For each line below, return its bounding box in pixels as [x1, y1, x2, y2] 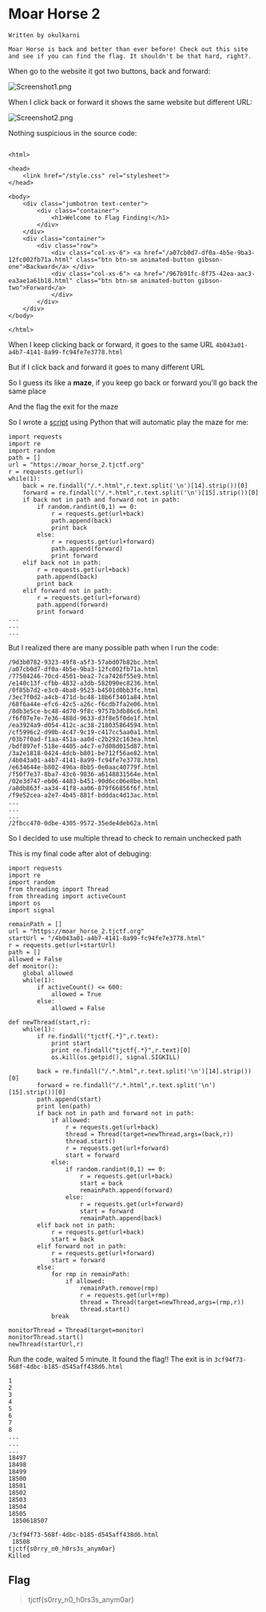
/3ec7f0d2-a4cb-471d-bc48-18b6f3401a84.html [8, 693, 159, 701]
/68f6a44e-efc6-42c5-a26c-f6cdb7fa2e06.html [8, 700, 159, 708]
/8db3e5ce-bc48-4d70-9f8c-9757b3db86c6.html [8, 707, 159, 715]
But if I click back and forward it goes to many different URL [8, 362, 205, 372]
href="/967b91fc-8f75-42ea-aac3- [144, 270, 256, 278]
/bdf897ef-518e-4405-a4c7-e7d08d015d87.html [8, 742, 159, 750]
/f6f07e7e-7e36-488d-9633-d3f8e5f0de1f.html [8, 714, 159, 722]
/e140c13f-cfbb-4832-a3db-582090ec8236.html [8, 679, 159, 687]
